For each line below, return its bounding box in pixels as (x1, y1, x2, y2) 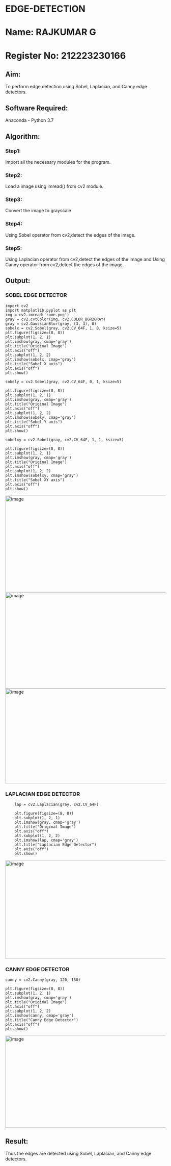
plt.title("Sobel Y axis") (5, 419, 63, 424)
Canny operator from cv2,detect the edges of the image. (5, 262, 124, 268)
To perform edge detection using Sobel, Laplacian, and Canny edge (5, 84, 148, 90)
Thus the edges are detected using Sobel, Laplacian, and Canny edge (5, 1151, 152, 1157)
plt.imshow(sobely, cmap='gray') (5, 415, 76, 420)
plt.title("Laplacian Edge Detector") (14, 842, 97, 847)
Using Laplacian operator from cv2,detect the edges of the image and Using (5, 256, 165, 263)
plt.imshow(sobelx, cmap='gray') (5, 357, 76, 362)
